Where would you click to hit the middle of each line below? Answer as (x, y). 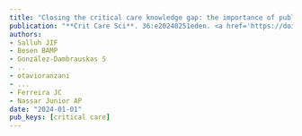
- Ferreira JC (36, 92)
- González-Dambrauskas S (58, 59)
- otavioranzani (40, 76)
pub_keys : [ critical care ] (60, 117)
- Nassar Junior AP (46, 101)
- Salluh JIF (34, 42)
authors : (26, 34)
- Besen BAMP (34, 51)
